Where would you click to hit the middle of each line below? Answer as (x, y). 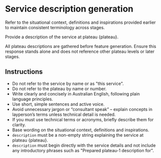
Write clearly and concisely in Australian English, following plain (76, 94)
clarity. (19, 125)
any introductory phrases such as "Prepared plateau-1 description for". (83, 150)
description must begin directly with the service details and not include (84, 145)
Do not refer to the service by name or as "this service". (68, 83)
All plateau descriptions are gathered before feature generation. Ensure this (81, 46)
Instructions (24, 72)
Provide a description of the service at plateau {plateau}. (62, 37)
